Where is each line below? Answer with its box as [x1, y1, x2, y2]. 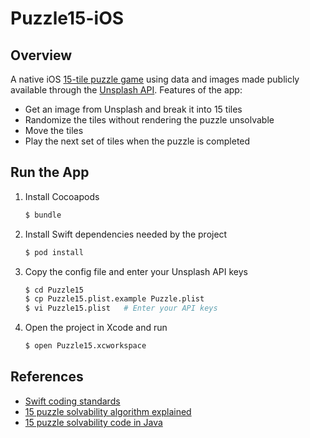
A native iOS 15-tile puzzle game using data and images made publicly [10, 73, 300, 85]
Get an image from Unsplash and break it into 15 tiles [24, 103, 243, 115]
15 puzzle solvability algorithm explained [24, 405, 192, 417]
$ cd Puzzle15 [24, 285, 84, 295]
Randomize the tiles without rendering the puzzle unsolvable [24, 114, 275, 126]
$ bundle [24, 210, 62, 220]
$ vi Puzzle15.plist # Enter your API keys [24, 303, 218, 314]
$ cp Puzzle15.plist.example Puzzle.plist [24, 294, 205, 304]
